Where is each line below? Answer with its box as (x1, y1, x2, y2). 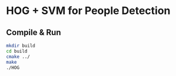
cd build (6, 48, 28, 54)
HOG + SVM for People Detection (6, 4, 171, 18)
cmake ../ (6, 54, 31, 60)
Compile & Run (6, 27, 61, 37)
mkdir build (6, 43, 35, 49)
